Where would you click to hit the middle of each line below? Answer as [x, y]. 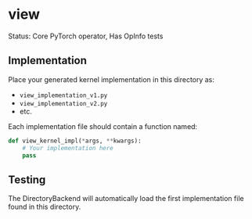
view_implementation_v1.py [63, 95]
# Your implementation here [68, 148]
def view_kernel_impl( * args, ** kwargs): [75, 141]
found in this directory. [45, 207]
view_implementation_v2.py [63, 103]
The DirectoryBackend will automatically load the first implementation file [126, 199]
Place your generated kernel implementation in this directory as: [112, 79]
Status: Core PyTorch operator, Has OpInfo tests [86, 36]
